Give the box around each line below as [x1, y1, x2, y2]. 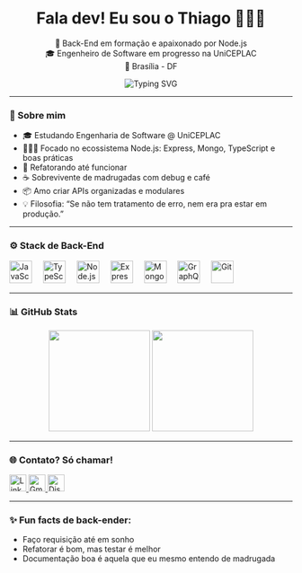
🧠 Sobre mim [9, 109, 66, 121]
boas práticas [22, 153, 74, 163]
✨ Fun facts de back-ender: [9, 514, 132, 526]
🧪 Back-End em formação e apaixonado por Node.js [55, 38, 247, 48]
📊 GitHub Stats [9, 305, 78, 318]
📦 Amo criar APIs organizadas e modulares [22, 186, 185, 197]
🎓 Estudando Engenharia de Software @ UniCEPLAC [22, 130, 221, 141]
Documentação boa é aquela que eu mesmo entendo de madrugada [22, 553, 276, 564]
